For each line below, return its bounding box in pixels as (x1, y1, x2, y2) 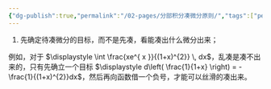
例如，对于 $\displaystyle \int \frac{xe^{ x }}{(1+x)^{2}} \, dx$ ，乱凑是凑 (8, 51, 248, 61)
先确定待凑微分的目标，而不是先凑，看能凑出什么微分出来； (19, 34, 219, 44)
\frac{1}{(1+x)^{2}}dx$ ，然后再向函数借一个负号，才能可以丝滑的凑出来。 (8, 71, 252, 81)
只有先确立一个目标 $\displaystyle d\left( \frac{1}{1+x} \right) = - (29, 62, 243, 71)
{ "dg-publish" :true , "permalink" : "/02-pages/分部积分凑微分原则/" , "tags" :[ (8, 11, 254, 20)
